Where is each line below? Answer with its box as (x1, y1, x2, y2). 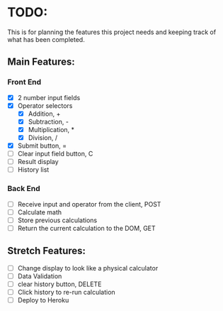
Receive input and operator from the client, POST (17, 200, 161, 208)
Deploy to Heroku (17, 295, 69, 304)
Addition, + (28, 109, 61, 118)
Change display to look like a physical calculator (17, 263, 159, 272)
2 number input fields (17, 93, 81, 102)
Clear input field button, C (17, 150, 93, 158)
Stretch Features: (7, 245, 86, 257)
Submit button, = (17, 141, 67, 150)
